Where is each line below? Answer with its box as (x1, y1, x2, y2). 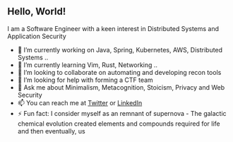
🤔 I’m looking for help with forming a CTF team (17, 76, 153, 84)
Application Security (7, 32, 67, 40)
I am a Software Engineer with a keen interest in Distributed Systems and (7, 24, 220, 32)
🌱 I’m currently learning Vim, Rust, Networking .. (17, 60, 157, 69)
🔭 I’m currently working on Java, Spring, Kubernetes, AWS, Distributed (17, 45, 223, 54)
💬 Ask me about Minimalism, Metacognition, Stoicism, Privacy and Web (17, 83, 225, 91)
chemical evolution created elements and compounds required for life (17, 119, 220, 128)
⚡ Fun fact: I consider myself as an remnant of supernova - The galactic (17, 109, 227, 117)
